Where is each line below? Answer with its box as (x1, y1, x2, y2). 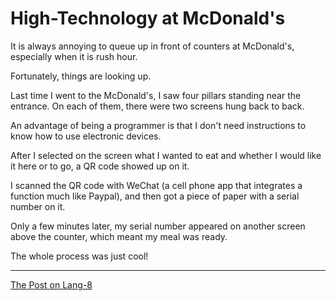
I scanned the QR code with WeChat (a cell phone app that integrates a (10, 179, 303, 191)
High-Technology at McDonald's (10, 7, 286, 30)
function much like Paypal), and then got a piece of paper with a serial (10, 190, 300, 202)
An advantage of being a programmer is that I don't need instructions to (10, 119, 307, 131)
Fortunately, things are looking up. (10, 70, 152, 82)
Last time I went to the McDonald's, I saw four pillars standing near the (10, 89, 302, 101)
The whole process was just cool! (10, 250, 149, 262)
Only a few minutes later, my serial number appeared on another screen (10, 220, 306, 232)
